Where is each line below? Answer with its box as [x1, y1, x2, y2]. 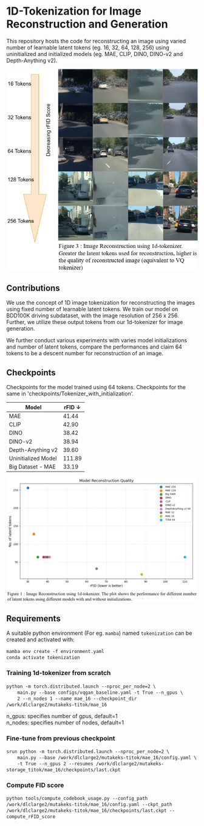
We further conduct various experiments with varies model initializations [6, 337, 187, 344]
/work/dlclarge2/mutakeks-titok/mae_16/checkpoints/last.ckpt [6, 808, 167, 814]
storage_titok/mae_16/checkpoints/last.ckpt [6, 767, 121, 773]
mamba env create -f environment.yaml [6, 649, 104, 655]
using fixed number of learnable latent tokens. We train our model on [6, 306, 178, 313]
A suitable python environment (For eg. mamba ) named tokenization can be [6, 629, 192, 637]
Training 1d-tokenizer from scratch [6, 669, 111, 677]
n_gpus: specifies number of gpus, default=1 [6, 712, 118, 719]
